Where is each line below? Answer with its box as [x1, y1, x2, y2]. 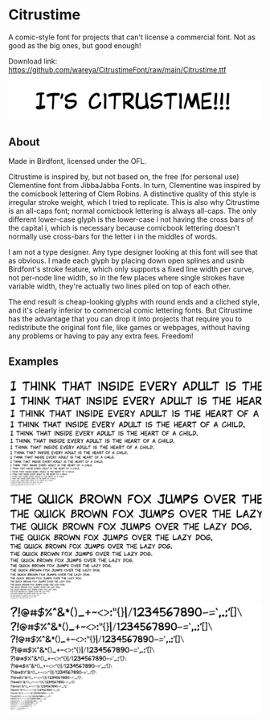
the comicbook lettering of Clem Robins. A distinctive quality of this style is [8, 189, 257, 198]
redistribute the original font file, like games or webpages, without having [8, 323, 251, 333]
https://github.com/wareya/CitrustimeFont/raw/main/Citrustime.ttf [8, 64, 227, 74]
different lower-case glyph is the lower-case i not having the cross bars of [8, 215, 254, 224]
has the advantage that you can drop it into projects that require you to [8, 314, 243, 324]
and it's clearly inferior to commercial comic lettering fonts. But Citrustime [8, 305, 253, 315]
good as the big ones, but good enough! [8, 40, 141, 50]
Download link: [8, 56, 58, 66]
